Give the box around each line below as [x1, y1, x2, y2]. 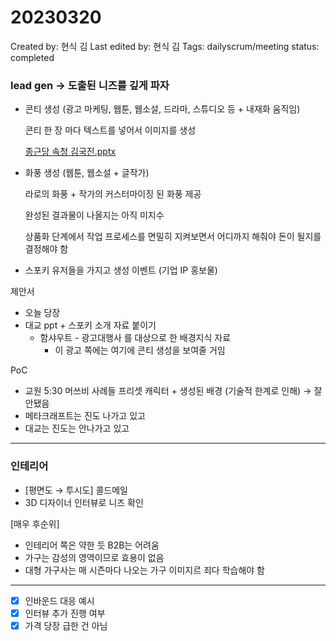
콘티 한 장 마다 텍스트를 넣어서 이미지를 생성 [24, 124, 197, 136]
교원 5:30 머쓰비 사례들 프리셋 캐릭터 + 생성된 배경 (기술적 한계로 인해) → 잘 [24, 385, 323, 397]
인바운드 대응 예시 [24, 594, 95, 606]
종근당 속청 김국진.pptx [24, 146, 117, 158]
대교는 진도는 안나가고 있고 [24, 422, 130, 435]
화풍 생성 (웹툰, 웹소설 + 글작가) [24, 167, 150, 179]
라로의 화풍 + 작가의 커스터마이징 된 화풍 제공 [24, 188, 202, 200]
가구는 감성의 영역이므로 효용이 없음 [24, 551, 165, 563]
